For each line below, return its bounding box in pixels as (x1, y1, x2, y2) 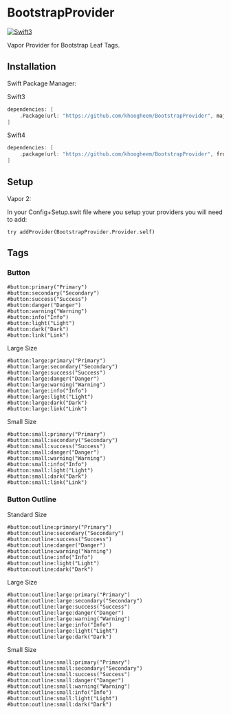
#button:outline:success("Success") (7, 536, 112, 543)
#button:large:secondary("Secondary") (7, 363, 118, 370)
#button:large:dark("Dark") (7, 399, 88, 406)
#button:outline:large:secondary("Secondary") (7, 597, 143, 604)
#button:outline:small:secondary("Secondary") (7, 664, 143, 672)
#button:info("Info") (7, 313, 69, 321)
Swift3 (7, 92, 25, 101)
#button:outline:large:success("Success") (7, 603, 131, 610)
